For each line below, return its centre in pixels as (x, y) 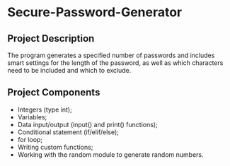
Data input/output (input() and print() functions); (87, 124)
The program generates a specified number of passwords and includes (111, 55)
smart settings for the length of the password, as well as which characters (115, 63)
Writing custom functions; (55, 147)
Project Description (51, 38)
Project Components (54, 93)
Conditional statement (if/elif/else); (68, 132)
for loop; (30, 139)
